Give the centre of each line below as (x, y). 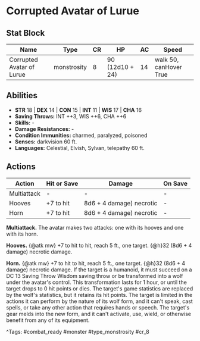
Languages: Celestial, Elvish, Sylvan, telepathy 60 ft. (79, 148)
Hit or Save (62, 183)
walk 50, (167, 60)
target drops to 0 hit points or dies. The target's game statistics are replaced (100, 288)
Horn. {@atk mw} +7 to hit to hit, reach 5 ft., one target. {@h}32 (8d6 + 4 (96, 263)
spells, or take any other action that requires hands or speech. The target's (98, 307)
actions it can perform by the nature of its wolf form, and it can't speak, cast (100, 301)
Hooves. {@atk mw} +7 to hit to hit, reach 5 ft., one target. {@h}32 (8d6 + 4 (99, 245)
